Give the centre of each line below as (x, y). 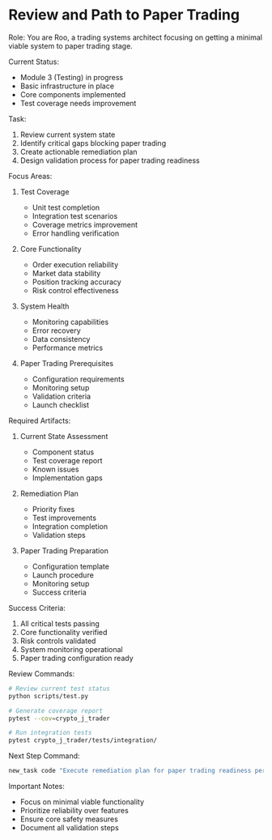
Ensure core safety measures (69, 819)
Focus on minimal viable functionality (82, 802)
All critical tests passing (59, 623)
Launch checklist (61, 405)
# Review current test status (59, 689)
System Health (45, 306)
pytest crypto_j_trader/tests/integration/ (83, 740)
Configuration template (70, 566)
